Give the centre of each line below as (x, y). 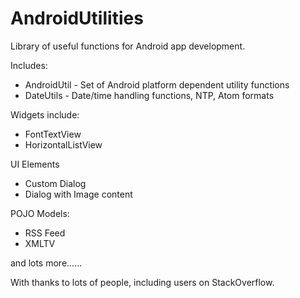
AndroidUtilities (77, 18)
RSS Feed (45, 233)
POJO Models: (40, 213)
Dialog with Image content (78, 194)
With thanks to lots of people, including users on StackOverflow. (142, 282)
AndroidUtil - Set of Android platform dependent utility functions (157, 84)
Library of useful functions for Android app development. (128, 46)
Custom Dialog (55, 183)
